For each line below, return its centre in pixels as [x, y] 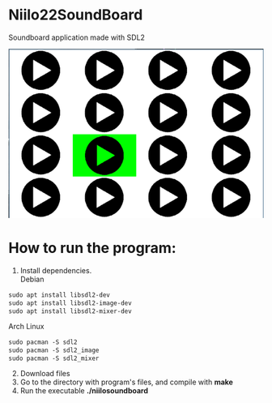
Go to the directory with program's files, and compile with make [126, 382]
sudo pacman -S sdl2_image [54, 350]
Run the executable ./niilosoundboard [84, 391]
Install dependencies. [56, 271]
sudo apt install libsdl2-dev [59, 295]
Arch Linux [26, 327]
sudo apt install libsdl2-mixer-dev [70, 311]
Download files [45, 374]
